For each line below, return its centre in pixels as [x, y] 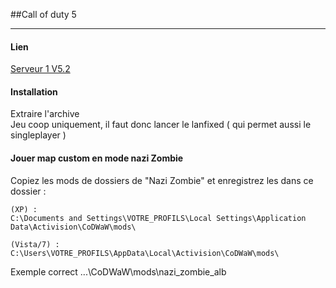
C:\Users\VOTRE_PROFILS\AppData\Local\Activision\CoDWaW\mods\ [145, 253]
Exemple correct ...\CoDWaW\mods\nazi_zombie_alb [118, 271]
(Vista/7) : [35, 244]
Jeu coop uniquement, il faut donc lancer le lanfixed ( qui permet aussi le [161, 125]
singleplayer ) [38, 135]
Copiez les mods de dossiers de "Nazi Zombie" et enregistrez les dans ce [162, 180]
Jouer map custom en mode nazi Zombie [97, 158]
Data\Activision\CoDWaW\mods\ [73, 227]
